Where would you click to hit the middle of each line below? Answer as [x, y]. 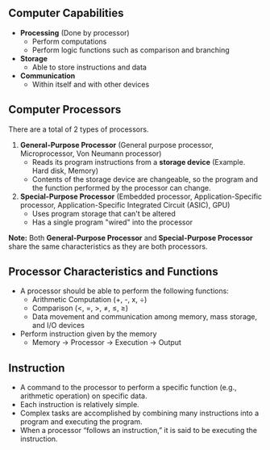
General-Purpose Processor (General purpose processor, [116, 145]
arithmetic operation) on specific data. [83, 396]
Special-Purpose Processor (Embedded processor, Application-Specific [141, 196]
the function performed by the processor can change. [121, 187]
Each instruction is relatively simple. [79, 405]
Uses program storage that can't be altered [104, 213]
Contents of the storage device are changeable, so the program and [145, 179]
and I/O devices [58, 326]
